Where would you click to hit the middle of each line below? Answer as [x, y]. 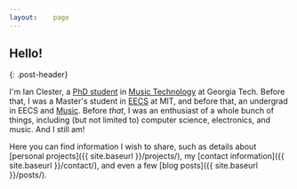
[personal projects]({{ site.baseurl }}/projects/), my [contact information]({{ [147, 156]
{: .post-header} [39, 75]
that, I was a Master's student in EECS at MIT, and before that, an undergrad [149, 101]
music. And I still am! [47, 130]
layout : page [39, 17]
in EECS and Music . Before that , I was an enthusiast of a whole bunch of [141, 111]
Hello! [26, 54]
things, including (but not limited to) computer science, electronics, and [140, 120]
